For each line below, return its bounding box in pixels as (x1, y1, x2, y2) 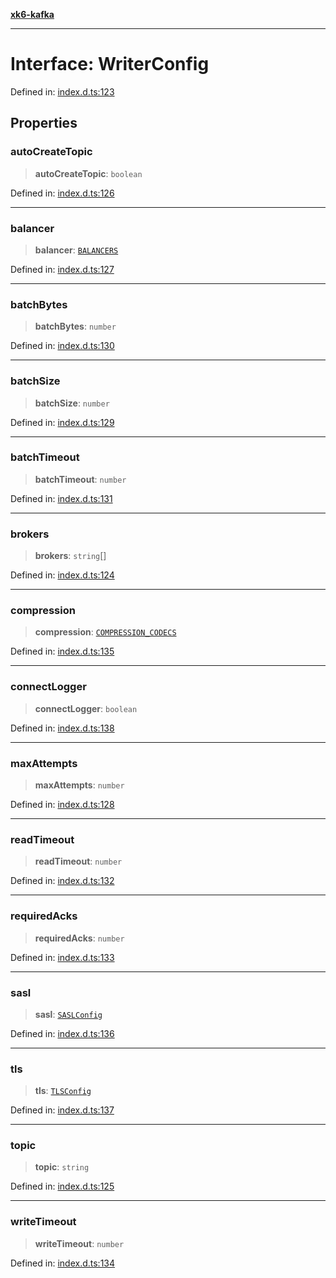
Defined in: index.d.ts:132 (10, 875, 115, 887)
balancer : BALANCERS (34, 244, 119, 256)
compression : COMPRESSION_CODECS (34, 626, 177, 638)
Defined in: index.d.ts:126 (10, 187, 115, 199)
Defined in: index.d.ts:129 (10, 416, 115, 428)
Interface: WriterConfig (10, 53, 210, 76)
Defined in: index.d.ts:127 (10, 263, 115, 275)
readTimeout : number (34, 855, 123, 868)
